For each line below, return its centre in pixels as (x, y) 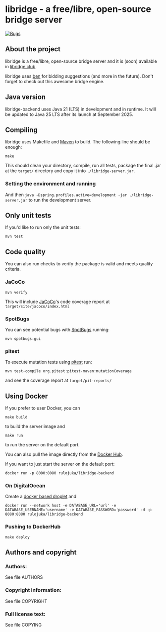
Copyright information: (33, 590)
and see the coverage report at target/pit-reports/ (58, 380)
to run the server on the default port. (43, 445)
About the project (33, 49)
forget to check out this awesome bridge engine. (55, 81)
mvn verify (16, 292)
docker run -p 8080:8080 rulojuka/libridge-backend (59, 473)
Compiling (22, 130)
